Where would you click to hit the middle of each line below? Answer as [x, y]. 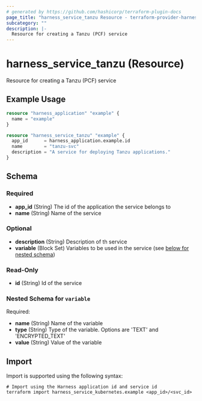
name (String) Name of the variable [59, 323]
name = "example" [33, 119]
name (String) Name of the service [58, 213]
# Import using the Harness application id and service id [82, 387]
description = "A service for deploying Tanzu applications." [91, 152]
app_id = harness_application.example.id [71, 141]
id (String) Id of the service [48, 283]
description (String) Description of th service [71, 242]
